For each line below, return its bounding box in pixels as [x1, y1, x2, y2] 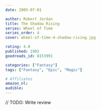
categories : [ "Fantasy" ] [5, 62, 58, 68]
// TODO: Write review [5, 99, 52, 105]
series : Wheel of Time [5, 26, 53, 31]
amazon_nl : [5, 81, 28, 86]
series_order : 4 [5, 31, 39, 36]
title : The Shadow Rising [5, 21, 60, 26]
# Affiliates [5, 76, 33, 81]
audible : [5, 86, 24, 91]
